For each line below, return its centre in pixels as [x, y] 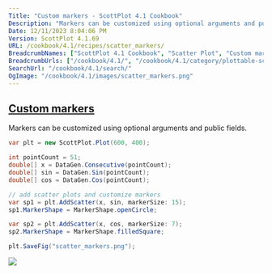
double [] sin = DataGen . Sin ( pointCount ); [79, 173]
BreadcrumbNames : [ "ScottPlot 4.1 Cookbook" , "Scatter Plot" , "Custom [130, 53]
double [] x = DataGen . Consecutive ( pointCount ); [90, 165]
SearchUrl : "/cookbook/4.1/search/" [70, 69]
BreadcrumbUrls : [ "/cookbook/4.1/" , [70, 61]
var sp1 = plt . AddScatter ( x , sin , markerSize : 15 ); [97, 202]
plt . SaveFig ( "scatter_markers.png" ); [72, 247]
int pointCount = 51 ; [45, 158]
